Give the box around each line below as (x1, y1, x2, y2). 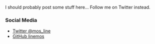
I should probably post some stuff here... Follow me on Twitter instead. (5, 4, 151, 10)
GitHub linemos (12, 33, 44, 39)
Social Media (5, 16, 37, 23)
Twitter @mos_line (12, 28, 51, 34)
